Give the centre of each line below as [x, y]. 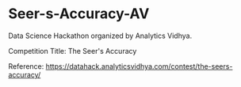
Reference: [26, 66]
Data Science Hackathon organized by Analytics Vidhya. [100, 36]
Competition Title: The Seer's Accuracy [73, 51]
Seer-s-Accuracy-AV [79, 14]
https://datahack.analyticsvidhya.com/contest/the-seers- [139, 66]
